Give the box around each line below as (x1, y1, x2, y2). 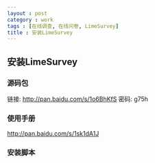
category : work (7, 16, 53, 23)
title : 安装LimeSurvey (7, 29, 73, 36)
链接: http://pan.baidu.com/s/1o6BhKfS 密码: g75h (7, 95, 149, 103)
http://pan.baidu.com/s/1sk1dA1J (7, 130, 99, 138)
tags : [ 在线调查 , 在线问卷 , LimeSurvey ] (7, 23, 119, 29)
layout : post (7, 10, 48, 17)
